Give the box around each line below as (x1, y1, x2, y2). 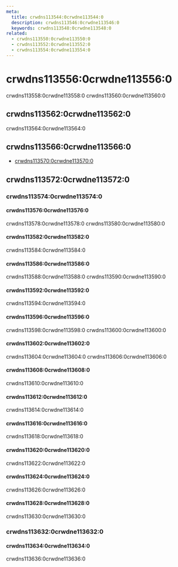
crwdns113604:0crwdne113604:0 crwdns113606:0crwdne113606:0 (6, 353, 167, 360)
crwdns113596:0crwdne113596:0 (6, 313, 90, 320)
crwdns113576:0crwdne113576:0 (6, 207, 89, 214)
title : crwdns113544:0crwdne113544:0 (11, 14, 104, 20)
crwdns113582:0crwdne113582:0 (6, 234, 90, 241)
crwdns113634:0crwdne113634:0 (6, 542, 90, 549)
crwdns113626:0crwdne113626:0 (6, 486, 86, 493)
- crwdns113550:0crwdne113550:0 (11, 36, 91, 42)
